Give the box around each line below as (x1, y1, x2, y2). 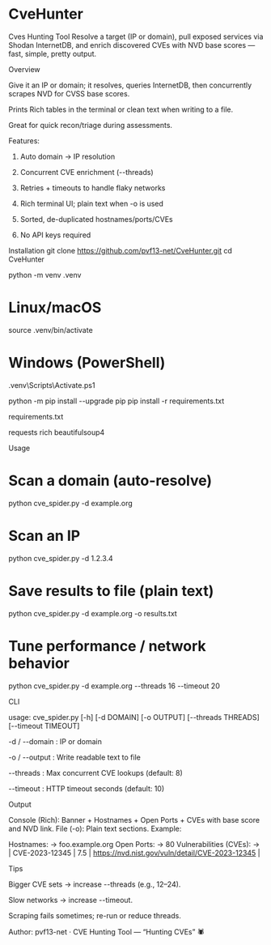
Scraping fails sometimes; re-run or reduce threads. (8, 910, 182, 920)
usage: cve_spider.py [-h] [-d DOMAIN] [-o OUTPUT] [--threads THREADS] (8, 712, 260, 722)
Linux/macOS (8, 299, 102, 317)
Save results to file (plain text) (8, 581, 214, 600)
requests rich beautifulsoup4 (8, 427, 105, 437)
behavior (8, 653, 70, 672)
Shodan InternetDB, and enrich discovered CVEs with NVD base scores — (8, 40, 256, 49)
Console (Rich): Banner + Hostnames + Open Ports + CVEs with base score (8, 815, 260, 824)
